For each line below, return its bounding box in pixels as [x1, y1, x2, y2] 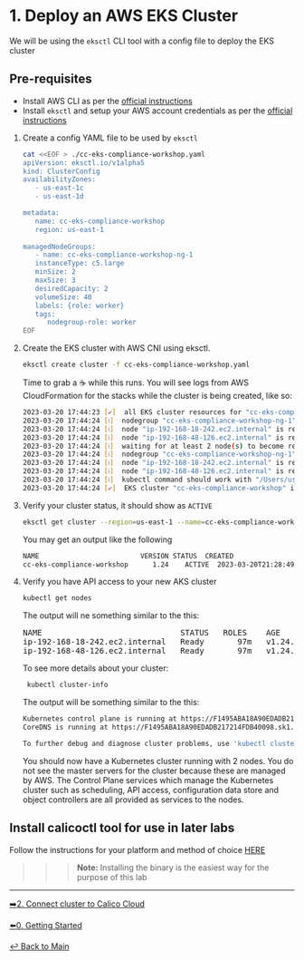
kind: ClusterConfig [22, 167, 100, 176]
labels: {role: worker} [34, 301, 125, 310]
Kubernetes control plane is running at [22, 714, 177, 723]
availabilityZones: [22, 175, 97, 184]
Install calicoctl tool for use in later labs [9, 820, 235, 836]
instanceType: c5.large [34, 259, 125, 268]
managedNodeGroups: [22, 242, 97, 251]
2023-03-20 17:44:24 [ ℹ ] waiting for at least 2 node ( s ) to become [22, 441, 285, 451]
